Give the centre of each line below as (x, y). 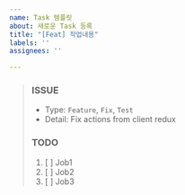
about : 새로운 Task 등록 (51, 26)
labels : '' (30, 43)
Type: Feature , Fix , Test (89, 110)
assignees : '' (36, 51)
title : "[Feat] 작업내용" (54, 34)
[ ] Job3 (59, 182)
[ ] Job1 (58, 162)
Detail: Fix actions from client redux (110, 120)
